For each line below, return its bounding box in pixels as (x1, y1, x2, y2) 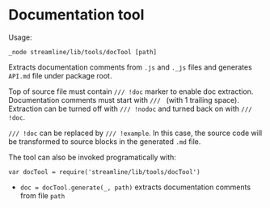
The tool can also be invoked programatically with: (8, 152, 176, 162)
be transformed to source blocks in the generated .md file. (8, 136, 201, 146)
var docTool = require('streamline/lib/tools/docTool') (8, 168, 200, 176)
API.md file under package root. (8, 70, 112, 80)
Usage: (8, 32, 32, 42)
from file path (19, 190, 65, 200)
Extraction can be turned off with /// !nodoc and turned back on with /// (8, 104, 252, 113)
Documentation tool (8, 6, 145, 24)
